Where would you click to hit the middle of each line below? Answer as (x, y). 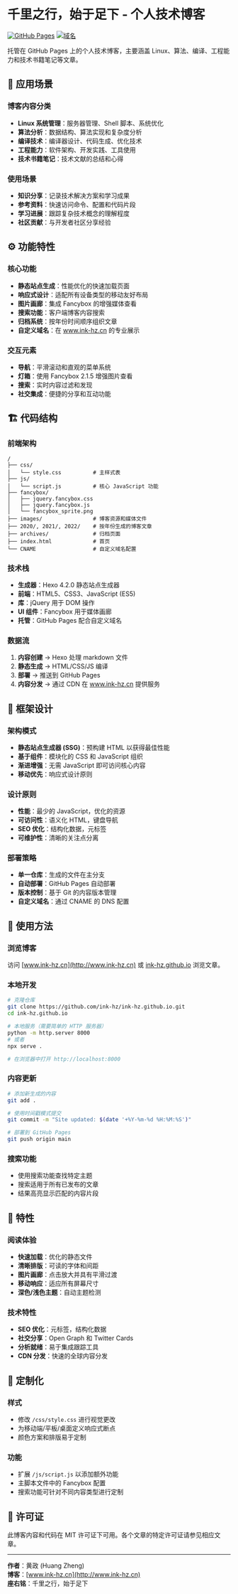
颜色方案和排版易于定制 (52, 1437)
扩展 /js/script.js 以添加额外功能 (68, 1474)
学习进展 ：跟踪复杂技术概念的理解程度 (73, 213)
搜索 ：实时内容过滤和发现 (55, 385)
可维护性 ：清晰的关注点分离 (58, 838)
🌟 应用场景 (30, 84)
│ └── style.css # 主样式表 (64, 472)
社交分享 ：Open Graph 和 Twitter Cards (75, 1338)
